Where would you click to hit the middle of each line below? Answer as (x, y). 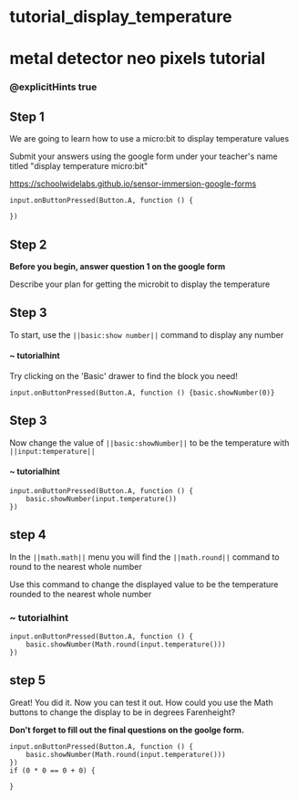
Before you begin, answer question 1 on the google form (118, 266)
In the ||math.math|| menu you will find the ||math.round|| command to (144, 557)
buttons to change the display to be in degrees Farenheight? (123, 712)
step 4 (28, 535)
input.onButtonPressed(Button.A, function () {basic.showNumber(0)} (142, 393)
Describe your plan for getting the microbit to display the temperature (140, 284)
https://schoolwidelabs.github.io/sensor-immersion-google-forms (133, 184)
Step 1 (27, 116)
